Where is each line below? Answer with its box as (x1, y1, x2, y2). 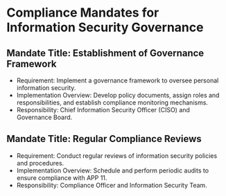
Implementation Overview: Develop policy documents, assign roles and (16, 91, 220, 99)
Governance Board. (16, 113, 73, 121)
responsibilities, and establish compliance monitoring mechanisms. (16, 98, 209, 107)
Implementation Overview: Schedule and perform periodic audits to (16, 166, 209, 175)
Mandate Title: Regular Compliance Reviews (6, 133, 202, 145)
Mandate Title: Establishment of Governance (6, 47, 205, 59)
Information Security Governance (6, 19, 204, 35)
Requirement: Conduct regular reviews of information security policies (16, 151, 218, 160)
